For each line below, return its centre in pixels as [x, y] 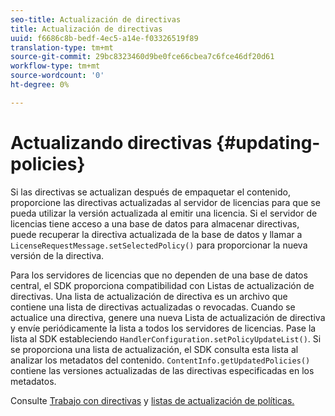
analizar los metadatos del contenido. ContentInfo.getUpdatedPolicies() [160, 360]
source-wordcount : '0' [57, 76]
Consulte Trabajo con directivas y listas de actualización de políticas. [152, 400]
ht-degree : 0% [40, 85]
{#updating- [268, 142]
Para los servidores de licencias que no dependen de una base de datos [159, 275]
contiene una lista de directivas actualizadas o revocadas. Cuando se [153, 307]
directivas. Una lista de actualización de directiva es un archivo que [149, 296]
